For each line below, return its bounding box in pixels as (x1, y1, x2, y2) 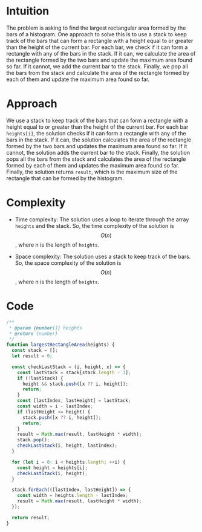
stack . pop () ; (17, 437, 50, 443)
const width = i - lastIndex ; (17, 403, 94, 409)
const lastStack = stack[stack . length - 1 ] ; (17, 369, 131, 375)
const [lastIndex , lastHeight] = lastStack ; (17, 398, 131, 404)
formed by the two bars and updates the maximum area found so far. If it (6, 142, 187, 149)
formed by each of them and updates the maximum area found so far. (6, 161, 180, 169)
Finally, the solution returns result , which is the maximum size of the (6, 168, 178, 175)
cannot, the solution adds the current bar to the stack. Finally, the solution (6, 149, 191, 156)
